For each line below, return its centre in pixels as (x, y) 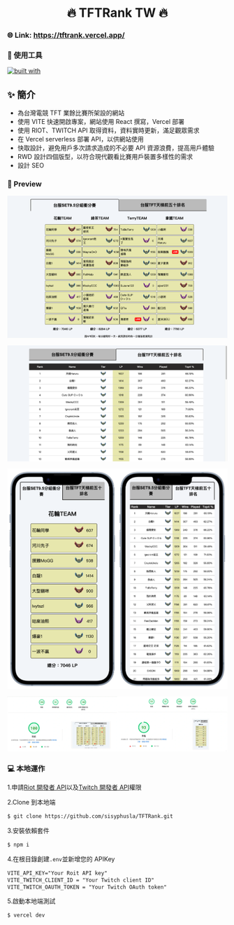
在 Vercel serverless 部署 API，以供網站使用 (81, 139)
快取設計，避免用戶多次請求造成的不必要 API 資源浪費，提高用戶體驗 (116, 148)
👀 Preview (24, 184)
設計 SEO (30, 165)
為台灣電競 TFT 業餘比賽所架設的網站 (71, 113)
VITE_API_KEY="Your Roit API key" (58, 873)
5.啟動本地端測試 (31, 900)
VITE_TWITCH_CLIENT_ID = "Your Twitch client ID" (81, 880)
